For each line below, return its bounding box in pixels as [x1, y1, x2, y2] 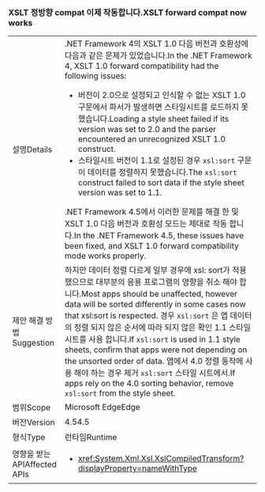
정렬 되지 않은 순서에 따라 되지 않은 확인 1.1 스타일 [73, 322, 251, 333]
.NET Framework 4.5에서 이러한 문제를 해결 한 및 [64, 206, 239, 218]
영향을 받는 [12, 448, 51, 460]
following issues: [64, 70, 127, 81]
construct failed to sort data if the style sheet [77, 177, 244, 188]
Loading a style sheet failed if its [109, 113, 230, 124]
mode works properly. [64, 251, 147, 262]
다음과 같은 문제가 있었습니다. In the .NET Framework [64, 50, 252, 61]
